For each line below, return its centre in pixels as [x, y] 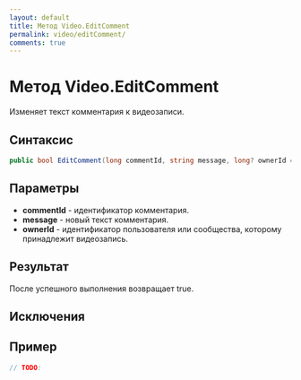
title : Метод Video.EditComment [69, 26]
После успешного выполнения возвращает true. [102, 289]
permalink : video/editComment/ [68, 34]
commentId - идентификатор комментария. [106, 210]
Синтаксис [41, 140]
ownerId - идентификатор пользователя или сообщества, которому [152, 229]
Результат [39, 267]
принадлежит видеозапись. [75, 238]
